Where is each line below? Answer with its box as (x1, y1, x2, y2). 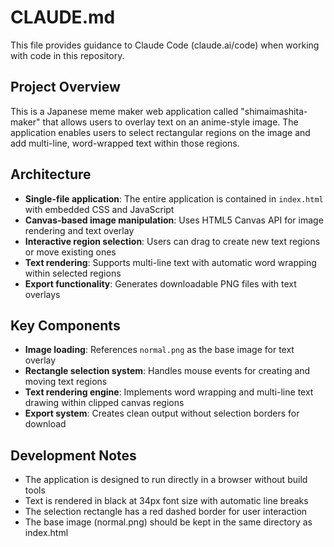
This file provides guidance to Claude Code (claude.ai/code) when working (10, 39, 320, 51)
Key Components (10, 317, 121, 334)
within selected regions (24, 267, 122, 279)
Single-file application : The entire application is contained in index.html (24, 192, 324, 205)
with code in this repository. (10, 49, 125, 61)
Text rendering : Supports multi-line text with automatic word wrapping (24, 256, 317, 268)
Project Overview (10, 79, 121, 96)
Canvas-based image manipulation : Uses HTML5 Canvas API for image (24, 214, 324, 226)
